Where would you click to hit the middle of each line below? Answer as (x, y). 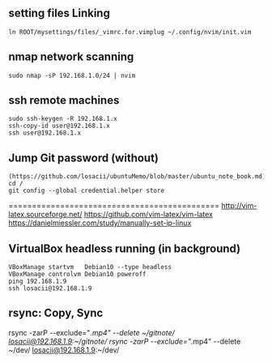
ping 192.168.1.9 (38, 282)
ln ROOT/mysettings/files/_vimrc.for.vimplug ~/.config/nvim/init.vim (130, 32)
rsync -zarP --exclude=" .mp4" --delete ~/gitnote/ (92, 332)
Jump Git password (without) (84, 158)
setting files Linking (59, 13)
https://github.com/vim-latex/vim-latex (148, 215)
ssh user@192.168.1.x (45, 133)
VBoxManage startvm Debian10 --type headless (90, 267)
